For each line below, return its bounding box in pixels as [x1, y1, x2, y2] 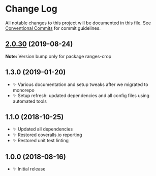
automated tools [12, 98, 47, 104]
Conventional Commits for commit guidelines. [5, 25, 101, 31]
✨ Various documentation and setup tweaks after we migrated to [12, 81, 148, 87]
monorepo [12, 87, 35, 93]
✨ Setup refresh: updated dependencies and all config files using [12, 92, 150, 99]
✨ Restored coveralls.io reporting [12, 132, 82, 138]
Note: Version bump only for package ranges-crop [5, 53, 112, 59]
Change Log [5, 3, 57, 15]
